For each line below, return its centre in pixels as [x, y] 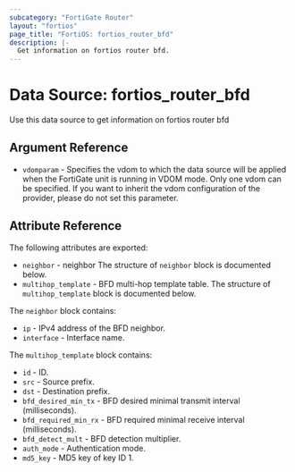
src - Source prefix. [59, 382]
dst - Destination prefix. [66, 391]
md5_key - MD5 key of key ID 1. [78, 458]
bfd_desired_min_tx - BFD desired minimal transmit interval [131, 400]
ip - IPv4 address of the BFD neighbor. [93, 328]
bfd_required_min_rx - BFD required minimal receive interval [133, 419]
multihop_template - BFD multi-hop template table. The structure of [146, 283]
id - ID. [35, 372]
